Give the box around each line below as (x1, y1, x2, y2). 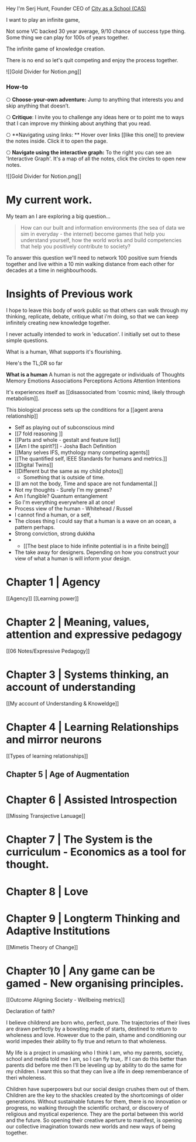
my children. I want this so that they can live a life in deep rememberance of (6, 1067, 189, 1074)
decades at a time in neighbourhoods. (6, 267, 98, 274)
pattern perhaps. (14, 524, 56, 531)
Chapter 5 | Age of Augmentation (6, 770, 130, 780)
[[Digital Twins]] (14, 461, 54, 469)
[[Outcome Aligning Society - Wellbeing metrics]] (6, 996, 125, 1003)
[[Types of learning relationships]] (6, 752, 88, 760)
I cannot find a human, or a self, (14, 511, 91, 519)
